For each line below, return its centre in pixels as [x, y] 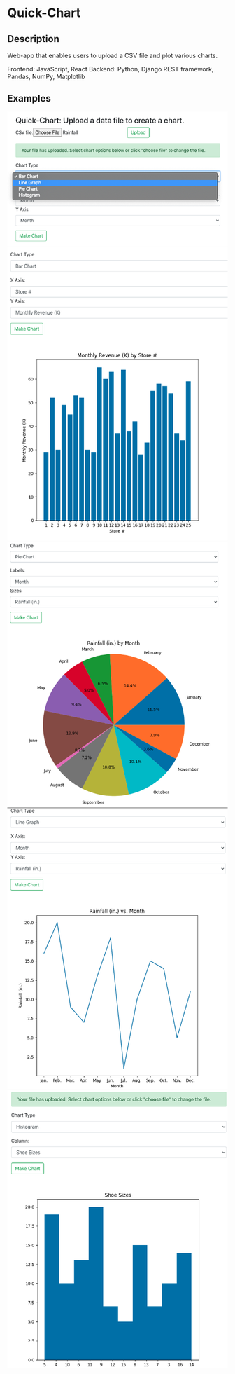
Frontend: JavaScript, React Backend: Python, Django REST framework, [111, 69]
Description [33, 39]
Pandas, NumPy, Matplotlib [46, 76]
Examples [29, 98]
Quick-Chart [44, 13]
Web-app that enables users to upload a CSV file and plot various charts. [113, 55]
